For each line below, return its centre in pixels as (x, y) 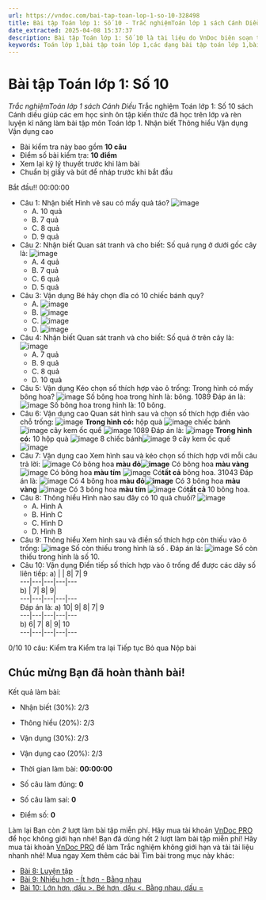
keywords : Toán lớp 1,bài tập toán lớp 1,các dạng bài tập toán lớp (123, 45)
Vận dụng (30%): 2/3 (54, 737)
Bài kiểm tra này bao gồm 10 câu (73, 147)
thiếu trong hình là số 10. (60, 557)
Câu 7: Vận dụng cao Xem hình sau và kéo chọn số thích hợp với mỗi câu (138, 456)
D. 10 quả (47, 380)
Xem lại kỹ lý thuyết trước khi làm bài (80, 164)
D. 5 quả (45, 287)
